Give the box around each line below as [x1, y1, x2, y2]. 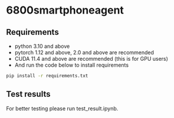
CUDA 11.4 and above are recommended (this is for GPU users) [14, 55, 168, 62]
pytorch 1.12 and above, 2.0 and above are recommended [14, 49, 155, 56]
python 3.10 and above [14, 42, 70, 50]
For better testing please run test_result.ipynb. [6, 104, 119, 112]
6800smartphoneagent [6, 4, 124, 17]
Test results [6, 89, 51, 99]
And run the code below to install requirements [14, 61, 129, 68]
